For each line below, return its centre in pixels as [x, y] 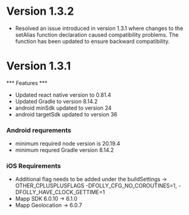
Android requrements [39, 130]
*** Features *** [27, 83]
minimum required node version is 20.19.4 [68, 144]
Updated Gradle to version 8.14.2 [56, 101]
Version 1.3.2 [40, 11]
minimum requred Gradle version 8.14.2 [64, 150]
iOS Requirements [34, 166]
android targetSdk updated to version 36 [66, 114]
